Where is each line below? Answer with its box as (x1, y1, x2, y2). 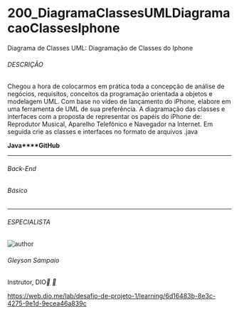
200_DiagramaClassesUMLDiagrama (7, 5, 230, 21)
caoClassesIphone (7, 20, 120, 36)
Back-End (7, 164, 37, 172)
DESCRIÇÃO (7, 60, 44, 68)
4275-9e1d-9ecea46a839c (7, 299, 87, 308)
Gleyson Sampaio (7, 256, 60, 264)
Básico (7, 187, 28, 195)
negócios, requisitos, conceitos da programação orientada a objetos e (7, 90, 213, 98)
